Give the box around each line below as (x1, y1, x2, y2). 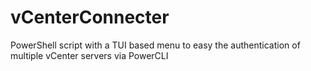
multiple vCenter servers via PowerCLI (10, 49, 169, 61)
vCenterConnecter (10, 6, 170, 29)
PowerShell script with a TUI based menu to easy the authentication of (10, 39, 301, 51)
